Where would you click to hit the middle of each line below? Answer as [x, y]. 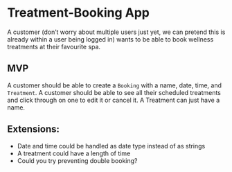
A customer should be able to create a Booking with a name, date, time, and [115, 85]
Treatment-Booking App [79, 13]
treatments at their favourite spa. [54, 46]
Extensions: [34, 129]
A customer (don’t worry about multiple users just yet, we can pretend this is [116, 32]
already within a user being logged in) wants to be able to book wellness [110, 39]
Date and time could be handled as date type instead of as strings [111, 146]
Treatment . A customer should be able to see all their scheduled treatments [114, 92]
